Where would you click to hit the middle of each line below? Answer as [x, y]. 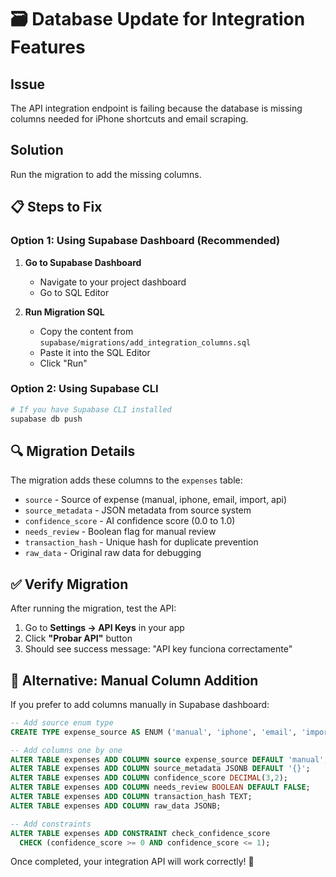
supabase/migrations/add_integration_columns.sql [145, 342]
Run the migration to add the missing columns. [106, 174]
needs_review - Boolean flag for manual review [120, 532]
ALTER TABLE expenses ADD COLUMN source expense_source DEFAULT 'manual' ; [169, 759]
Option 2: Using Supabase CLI [84, 389]
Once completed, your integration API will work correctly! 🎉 [132, 862]
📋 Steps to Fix [56, 207]
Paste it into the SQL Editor [95, 352]
